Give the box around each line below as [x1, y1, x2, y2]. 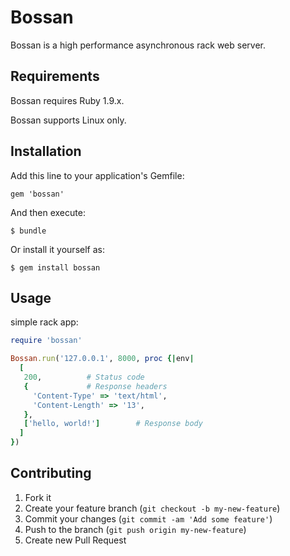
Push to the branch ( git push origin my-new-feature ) [24, 523, 247, 535]
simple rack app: [10, 316, 79, 328]
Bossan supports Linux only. [10, 114, 127, 126]
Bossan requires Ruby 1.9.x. [10, 94, 125, 106]
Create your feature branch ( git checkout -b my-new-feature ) [24, 502, 281, 514]
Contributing [10, 465, 92, 482]
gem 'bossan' [10, 189, 65, 199]
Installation [10, 143, 82, 160]
